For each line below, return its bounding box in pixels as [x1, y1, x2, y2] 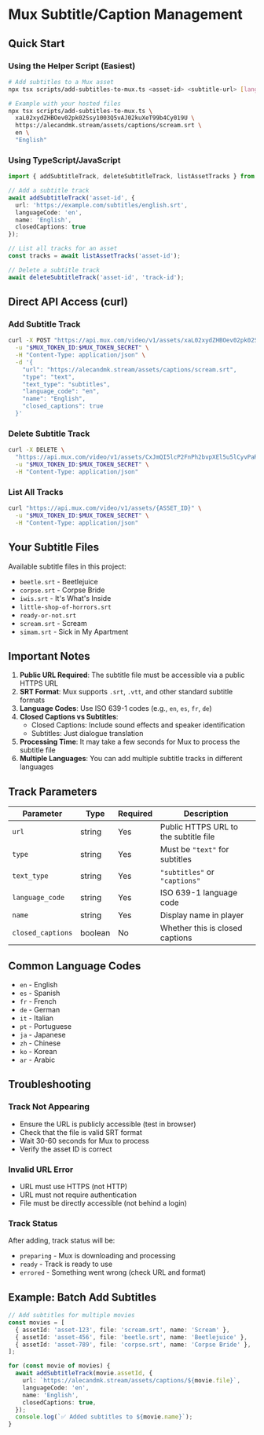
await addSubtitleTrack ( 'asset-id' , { [8, 194, 135, 202]
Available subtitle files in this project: [8, 562, 127, 571]
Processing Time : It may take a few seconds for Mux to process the [19, 737, 240, 747]
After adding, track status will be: [8, 1235, 115, 1246]
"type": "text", [22, 373, 76, 381]
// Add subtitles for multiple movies [8, 1312, 135, 1320]
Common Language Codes [8, 959, 141, 972]
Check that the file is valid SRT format [19, 1127, 143, 1137]
